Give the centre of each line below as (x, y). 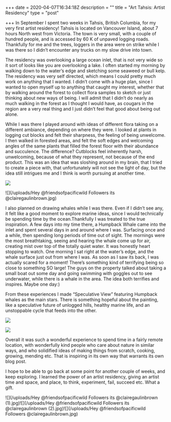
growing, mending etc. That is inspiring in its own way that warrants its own (85, 356)
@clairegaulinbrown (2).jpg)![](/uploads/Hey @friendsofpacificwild (76, 408)
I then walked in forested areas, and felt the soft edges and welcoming (79, 141)
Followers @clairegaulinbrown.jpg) (42, 414)
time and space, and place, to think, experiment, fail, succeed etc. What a (82, 382)
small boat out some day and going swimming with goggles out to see (79, 273)
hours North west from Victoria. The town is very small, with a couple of (81, 34)
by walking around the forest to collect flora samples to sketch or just (78, 92)
